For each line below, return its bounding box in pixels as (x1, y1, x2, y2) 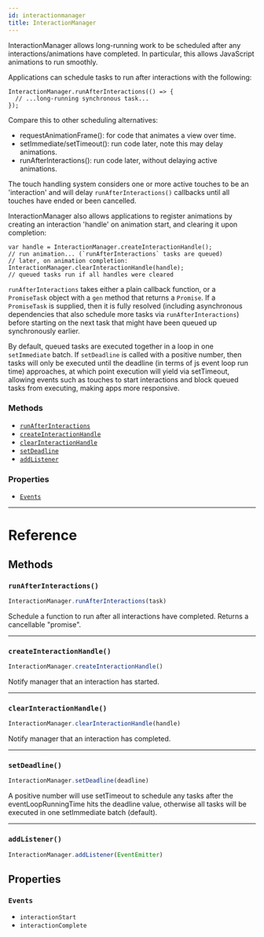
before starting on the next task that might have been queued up (8, 318, 218, 327)
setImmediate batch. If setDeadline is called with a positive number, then (8, 349, 242, 359)
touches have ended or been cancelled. (8, 196, 137, 205)
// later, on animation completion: (8, 256, 128, 264)
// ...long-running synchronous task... (15, 94, 149, 102)
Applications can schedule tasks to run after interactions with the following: (8, 72, 252, 82)
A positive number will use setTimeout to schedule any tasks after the (8, 791, 233, 801)
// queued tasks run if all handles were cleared (8, 271, 174, 279)
